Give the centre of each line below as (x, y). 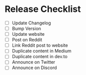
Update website (28, 34)
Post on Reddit (27, 40)
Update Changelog (31, 23)
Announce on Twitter (33, 62)
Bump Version (26, 29)
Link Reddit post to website (40, 45)
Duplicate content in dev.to (40, 57)
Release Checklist (43, 9)
